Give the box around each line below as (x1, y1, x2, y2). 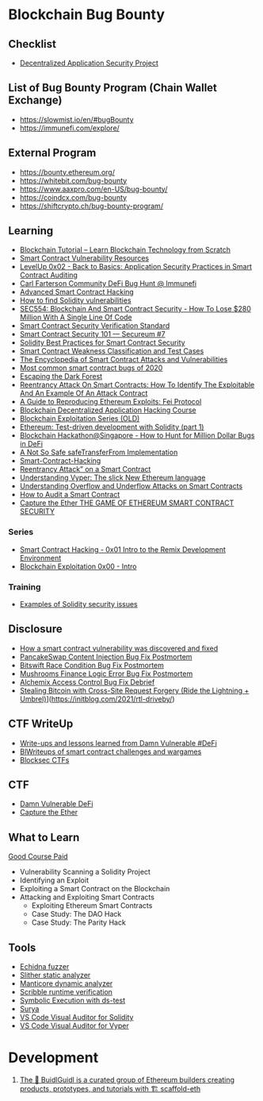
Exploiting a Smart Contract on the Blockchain (19, 884, 170, 894)
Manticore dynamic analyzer (19, 979, 113, 988)
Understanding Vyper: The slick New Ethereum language (19, 473, 206, 482)
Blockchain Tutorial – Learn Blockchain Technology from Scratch (19, 245, 231, 255)
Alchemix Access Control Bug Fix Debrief (19, 677, 155, 686)
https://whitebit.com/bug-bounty (19, 176, 128, 185)
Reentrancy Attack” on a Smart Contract (19, 465, 151, 474)
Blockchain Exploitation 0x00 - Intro (19, 562, 137, 571)
